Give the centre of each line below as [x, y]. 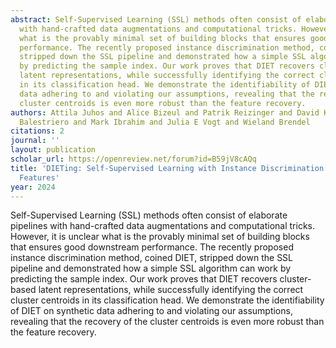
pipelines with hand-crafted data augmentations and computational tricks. [162, 226]
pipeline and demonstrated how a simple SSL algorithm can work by [151, 268]
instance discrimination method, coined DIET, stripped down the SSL [152, 258]
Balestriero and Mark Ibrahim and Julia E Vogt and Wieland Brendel [165, 122]
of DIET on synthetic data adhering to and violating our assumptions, [151, 311]
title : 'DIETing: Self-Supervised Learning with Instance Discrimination [167, 168]
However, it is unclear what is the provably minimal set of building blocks [160, 237]
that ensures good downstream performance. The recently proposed [152, 247]
